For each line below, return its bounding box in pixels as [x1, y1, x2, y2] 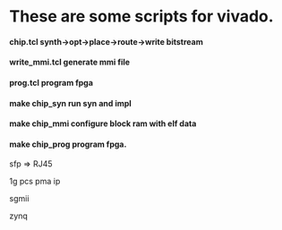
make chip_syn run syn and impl [9, 98, 132, 108]
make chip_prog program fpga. [9, 139, 127, 149]
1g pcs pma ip [9, 176, 61, 187]
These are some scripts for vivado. [9, 6, 275, 27]
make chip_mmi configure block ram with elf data [9, 118, 197, 129]
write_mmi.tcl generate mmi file [9, 56, 131, 68]
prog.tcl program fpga [9, 77, 94, 88]
